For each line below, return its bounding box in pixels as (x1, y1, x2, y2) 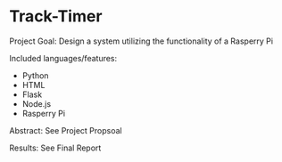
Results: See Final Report (9, 142, 102, 153)
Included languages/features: (9, 53, 118, 63)
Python (21, 69, 49, 81)
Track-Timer (9, 6, 103, 27)
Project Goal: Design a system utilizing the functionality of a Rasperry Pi (9, 36, 274, 46)
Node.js (21, 98, 52, 109)
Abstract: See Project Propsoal (9, 125, 122, 135)
